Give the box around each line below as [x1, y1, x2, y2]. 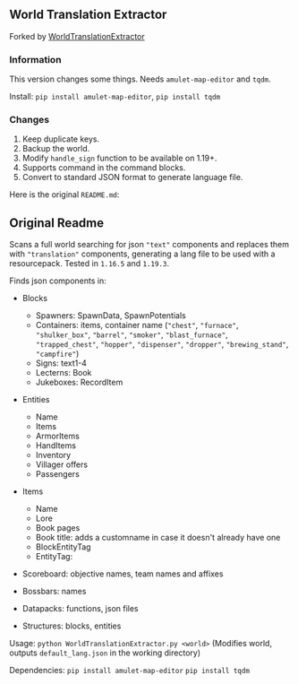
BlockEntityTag [35, 541, 91, 552]
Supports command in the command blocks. [21, 162, 186, 173]
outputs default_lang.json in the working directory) [9, 647, 201, 658]
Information [9, 53, 62, 65]
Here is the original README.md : [9, 189, 120, 200]
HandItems [35, 440, 76, 451]
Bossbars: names [21, 586, 87, 597]
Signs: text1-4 [35, 358, 88, 368]
